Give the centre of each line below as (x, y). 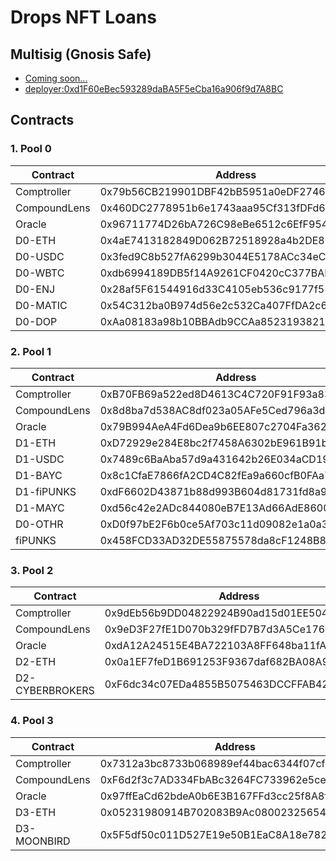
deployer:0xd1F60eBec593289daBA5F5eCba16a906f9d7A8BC (154, 89)
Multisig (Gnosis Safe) (81, 54)
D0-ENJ (35, 289)
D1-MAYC (40, 508)
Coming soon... (56, 78)
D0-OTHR (39, 524)
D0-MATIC (41, 305)
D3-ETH (36, 812)
